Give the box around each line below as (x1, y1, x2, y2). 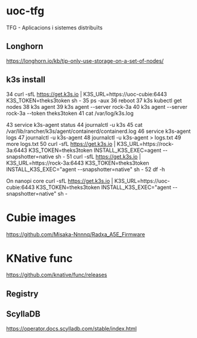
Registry (6, 288, 39, 299)
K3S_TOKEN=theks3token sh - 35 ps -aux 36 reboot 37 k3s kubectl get (6, 97, 182, 104)
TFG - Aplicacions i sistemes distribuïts (6, 24, 103, 31)
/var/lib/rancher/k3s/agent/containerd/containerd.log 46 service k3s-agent (6, 127, 191, 135)
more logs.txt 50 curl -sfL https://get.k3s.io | (6, 140, 116, 147)
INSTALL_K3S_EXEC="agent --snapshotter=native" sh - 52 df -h (6, 166, 165, 173)
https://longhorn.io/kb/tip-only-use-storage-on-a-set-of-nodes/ (6, 57, 164, 64)
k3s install (6, 75, 46, 85)
